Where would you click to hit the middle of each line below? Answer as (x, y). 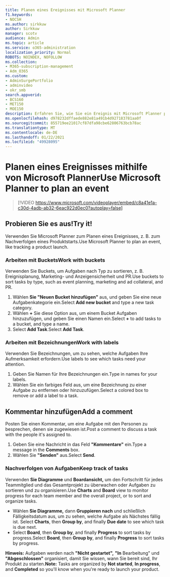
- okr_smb (16, 90)
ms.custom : (17, 76)
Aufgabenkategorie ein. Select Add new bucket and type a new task (83, 303)
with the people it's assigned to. (38, 435)
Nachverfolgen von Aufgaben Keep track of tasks (67, 468)
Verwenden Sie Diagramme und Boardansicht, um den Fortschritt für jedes (84, 479)
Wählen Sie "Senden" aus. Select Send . (54, 455)
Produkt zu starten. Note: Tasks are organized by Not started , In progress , (83, 564)
